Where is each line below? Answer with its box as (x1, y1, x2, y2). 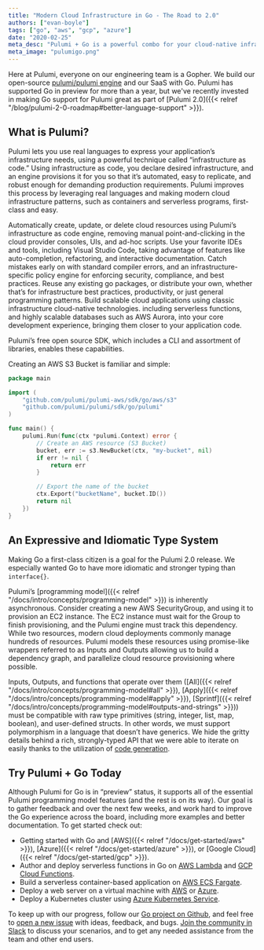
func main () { (8, 425, 55, 433)
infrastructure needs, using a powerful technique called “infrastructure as (8, 155, 246, 164)
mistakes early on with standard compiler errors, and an (8, 262, 189, 271)
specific (8, 270, 35, 280)
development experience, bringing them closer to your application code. (8, 320, 242, 330)
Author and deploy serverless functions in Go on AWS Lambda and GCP (19, 861, 253, 871)
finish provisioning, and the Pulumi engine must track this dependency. (8, 620, 238, 629)
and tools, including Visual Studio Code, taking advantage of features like (8, 245, 246, 255)
